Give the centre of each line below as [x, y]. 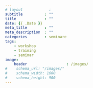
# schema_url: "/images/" [35, 69]
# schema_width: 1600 [30, 73]
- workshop [25, 46]
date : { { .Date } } [24, 23]
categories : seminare [36, 37]
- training [25, 50]
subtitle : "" [29, 14]
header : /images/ [51, 64]
